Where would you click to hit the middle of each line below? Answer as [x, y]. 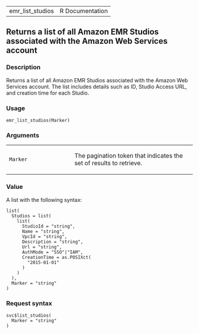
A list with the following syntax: [44, 200]
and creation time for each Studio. [48, 93]
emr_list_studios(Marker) [38, 120]
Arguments [23, 135]
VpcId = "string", [44, 236]
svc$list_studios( [29, 315]
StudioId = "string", [49, 226]
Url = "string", [42, 247]
